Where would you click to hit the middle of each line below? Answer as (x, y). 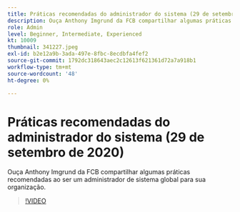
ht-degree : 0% (29, 80)
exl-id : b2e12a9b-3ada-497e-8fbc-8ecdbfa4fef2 (78, 54)
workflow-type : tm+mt (40, 67)
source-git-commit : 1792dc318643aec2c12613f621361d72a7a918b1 (102, 61)
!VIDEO (35, 201)
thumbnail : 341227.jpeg (43, 47)
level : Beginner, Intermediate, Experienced (75, 34)
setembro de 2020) (66, 152)
